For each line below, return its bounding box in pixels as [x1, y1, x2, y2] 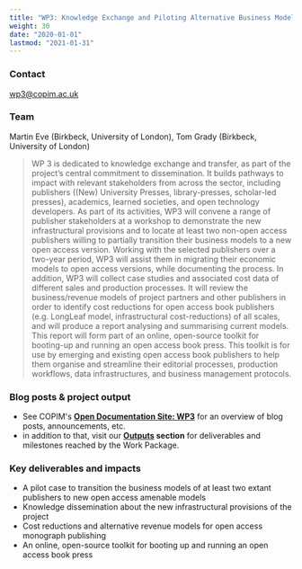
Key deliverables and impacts [9, 462, 141, 475]
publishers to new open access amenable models [22, 492, 207, 503]
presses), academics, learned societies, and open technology [31, 196, 261, 207]
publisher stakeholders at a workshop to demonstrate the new [31, 215, 262, 226]
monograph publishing [22, 530, 106, 541]
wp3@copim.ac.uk [9, 88, 79, 99]
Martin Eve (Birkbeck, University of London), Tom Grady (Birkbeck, [9, 131, 258, 142]
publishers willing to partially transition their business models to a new [31, 235, 292, 245]
